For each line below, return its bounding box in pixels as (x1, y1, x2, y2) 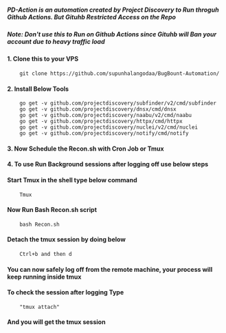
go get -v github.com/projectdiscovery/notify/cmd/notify (19, 130, 189, 137)
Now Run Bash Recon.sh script (7, 206, 98, 214)
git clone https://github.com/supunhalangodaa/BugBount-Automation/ (19, 69, 220, 77)
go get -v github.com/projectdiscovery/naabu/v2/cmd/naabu (19, 112, 192, 119)
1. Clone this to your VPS (7, 55, 79, 63)
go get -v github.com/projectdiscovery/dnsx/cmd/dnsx (19, 106, 177, 113)
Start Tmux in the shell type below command (7, 175, 137, 184)
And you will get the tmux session (7, 318, 106, 326)
